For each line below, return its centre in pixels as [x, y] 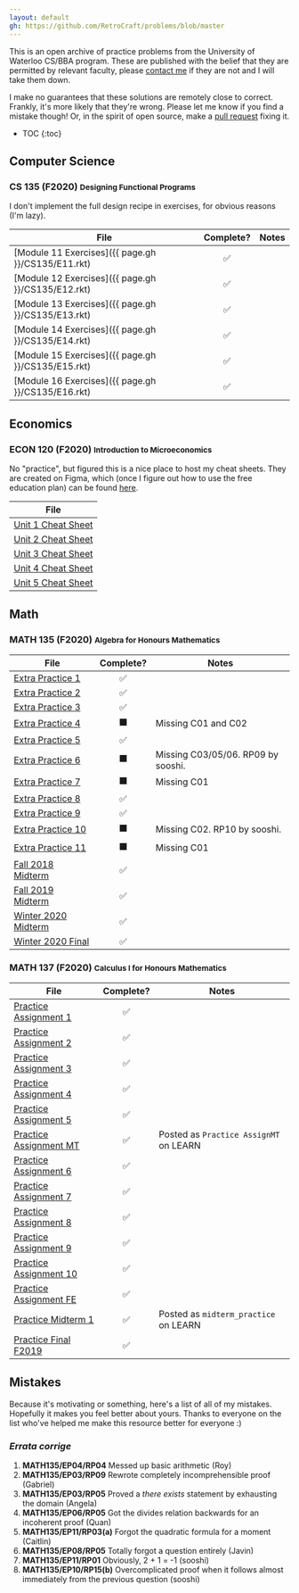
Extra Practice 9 [47, 813]
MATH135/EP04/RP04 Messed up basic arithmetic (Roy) [127, 1465]
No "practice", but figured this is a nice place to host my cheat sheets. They [148, 469]
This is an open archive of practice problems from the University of [132, 51]
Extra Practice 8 [47, 798]
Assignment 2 [43, 1042]
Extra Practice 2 [47, 693]
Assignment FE [45, 1299]
